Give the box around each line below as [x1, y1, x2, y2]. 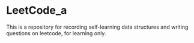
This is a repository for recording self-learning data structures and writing [6, 23, 189, 30]
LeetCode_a [6, 4, 67, 17]
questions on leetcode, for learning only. [6, 29, 106, 36]
